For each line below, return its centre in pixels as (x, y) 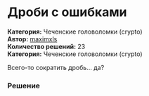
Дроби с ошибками (67, 12)
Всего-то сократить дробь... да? (56, 67)
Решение (24, 85)
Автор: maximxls (32, 39)
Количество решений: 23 (46, 46)
